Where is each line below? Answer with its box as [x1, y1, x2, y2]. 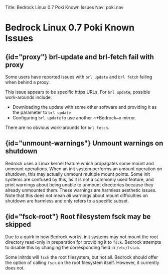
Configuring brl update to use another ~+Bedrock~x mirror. [12, 115, 136, 120]
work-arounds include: [5, 94, 52, 100]
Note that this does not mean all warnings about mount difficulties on [5, 192, 148, 198]
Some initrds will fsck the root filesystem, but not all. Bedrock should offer [5, 254, 158, 260]
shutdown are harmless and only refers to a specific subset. [5, 197, 129, 203]
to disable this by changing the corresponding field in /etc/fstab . [5, 244, 140, 250]
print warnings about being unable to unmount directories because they [5, 181, 154, 188]
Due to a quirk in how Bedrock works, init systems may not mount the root [5, 234, 158, 240]
